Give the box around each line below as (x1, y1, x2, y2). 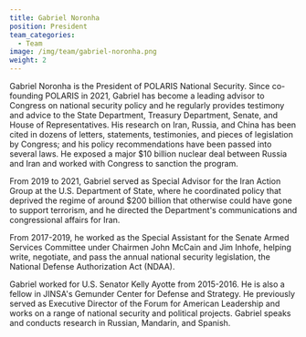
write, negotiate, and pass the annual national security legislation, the (9, 251, 271, 262)
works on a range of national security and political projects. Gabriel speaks (9, 308, 291, 319)
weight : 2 (9, 56, 47, 65)
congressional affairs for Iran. (9, 215, 121, 225)
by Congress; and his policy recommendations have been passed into (9, 138, 272, 149)
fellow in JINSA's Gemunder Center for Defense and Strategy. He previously (9, 289, 295, 299)
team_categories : (9, 30, 76, 39)
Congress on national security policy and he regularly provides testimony (9, 100, 285, 110)
